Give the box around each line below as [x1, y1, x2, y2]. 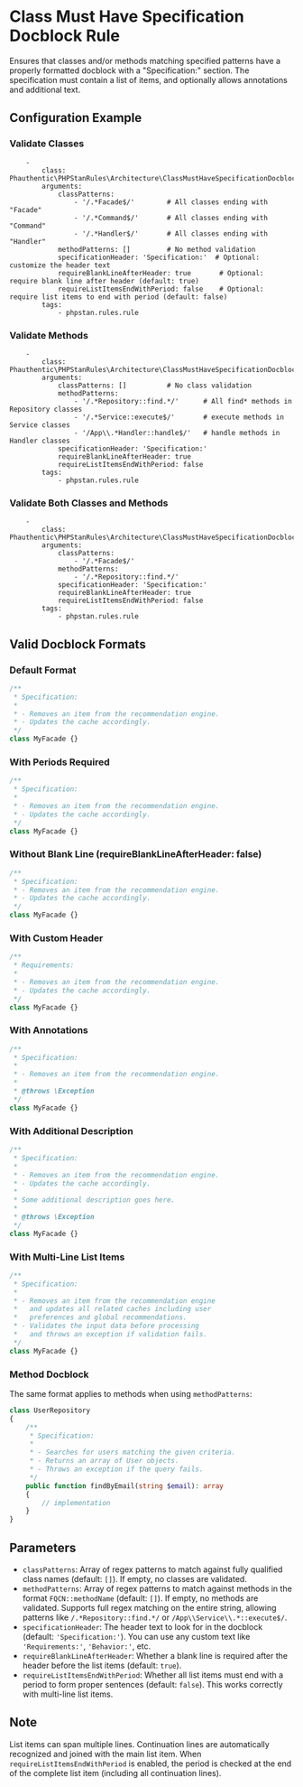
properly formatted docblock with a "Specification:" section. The [9, 65, 250, 76]
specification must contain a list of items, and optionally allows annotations [9, 74, 289, 85]
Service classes [9, 420, 70, 430]
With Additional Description [9, 1124, 133, 1137]
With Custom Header [9, 932, 104, 945]
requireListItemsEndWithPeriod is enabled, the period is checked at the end [9, 1758, 292, 1769]
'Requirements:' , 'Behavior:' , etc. [22, 1641, 151, 1652]
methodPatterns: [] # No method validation [57, 245, 256, 254]
